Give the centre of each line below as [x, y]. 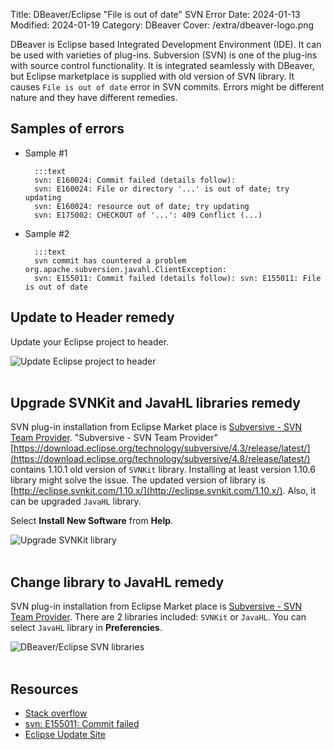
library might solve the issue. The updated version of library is [138, 480]
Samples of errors [67, 129]
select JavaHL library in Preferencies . [86, 628]
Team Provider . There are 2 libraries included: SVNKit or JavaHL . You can [158, 617]
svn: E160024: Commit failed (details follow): [135, 180]
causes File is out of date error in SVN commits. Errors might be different [167, 87]
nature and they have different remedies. [94, 97]
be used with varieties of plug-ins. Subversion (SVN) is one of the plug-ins [164, 55]
